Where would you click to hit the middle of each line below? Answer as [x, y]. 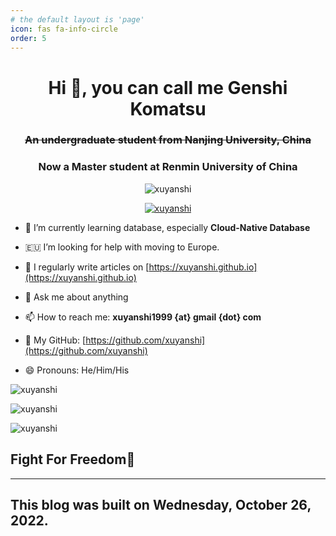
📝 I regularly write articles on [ [87, 267]
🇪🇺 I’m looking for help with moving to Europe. [122, 247]
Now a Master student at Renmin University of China [168, 167]
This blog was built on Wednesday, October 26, [161, 504]
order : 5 [28, 38]
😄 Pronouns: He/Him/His [77, 370]
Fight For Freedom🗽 [73, 459]
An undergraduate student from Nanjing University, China [168, 140]
